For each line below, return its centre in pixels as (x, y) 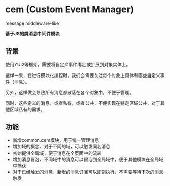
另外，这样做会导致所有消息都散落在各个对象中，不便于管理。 (70, 92)
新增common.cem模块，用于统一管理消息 (56, 140)
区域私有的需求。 (27, 109)
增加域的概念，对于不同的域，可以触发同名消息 (61, 146)
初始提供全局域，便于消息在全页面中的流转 (57, 153)
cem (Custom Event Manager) (70, 9)
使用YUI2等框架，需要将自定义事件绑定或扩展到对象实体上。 (68, 64)
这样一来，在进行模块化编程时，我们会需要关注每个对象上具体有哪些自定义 (83, 75)
